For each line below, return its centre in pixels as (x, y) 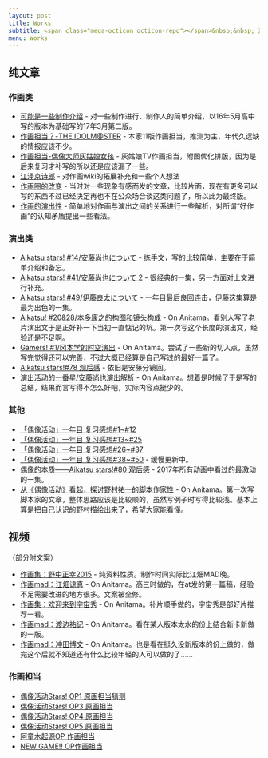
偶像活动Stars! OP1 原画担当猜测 (73, 696)
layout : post (30, 16)
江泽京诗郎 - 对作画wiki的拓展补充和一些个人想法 (100, 176)
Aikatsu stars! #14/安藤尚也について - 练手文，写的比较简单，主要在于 (134, 257)
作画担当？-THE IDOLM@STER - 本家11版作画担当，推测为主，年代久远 (136, 136)
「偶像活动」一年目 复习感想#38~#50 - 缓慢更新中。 (106, 459)
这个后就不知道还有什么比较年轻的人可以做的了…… (110, 654)
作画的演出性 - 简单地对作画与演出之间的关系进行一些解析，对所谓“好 (133, 205)
